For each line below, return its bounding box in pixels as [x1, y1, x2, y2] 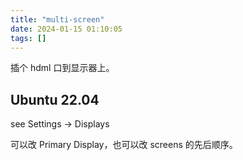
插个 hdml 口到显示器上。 [10, 62, 115, 74]
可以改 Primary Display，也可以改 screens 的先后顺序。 [10, 139, 238, 151]
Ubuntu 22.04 [10, 91, 100, 108]
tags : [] [10, 33, 47, 43]
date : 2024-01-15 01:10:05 [10, 24, 123, 34]
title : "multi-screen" [10, 14, 105, 25]
